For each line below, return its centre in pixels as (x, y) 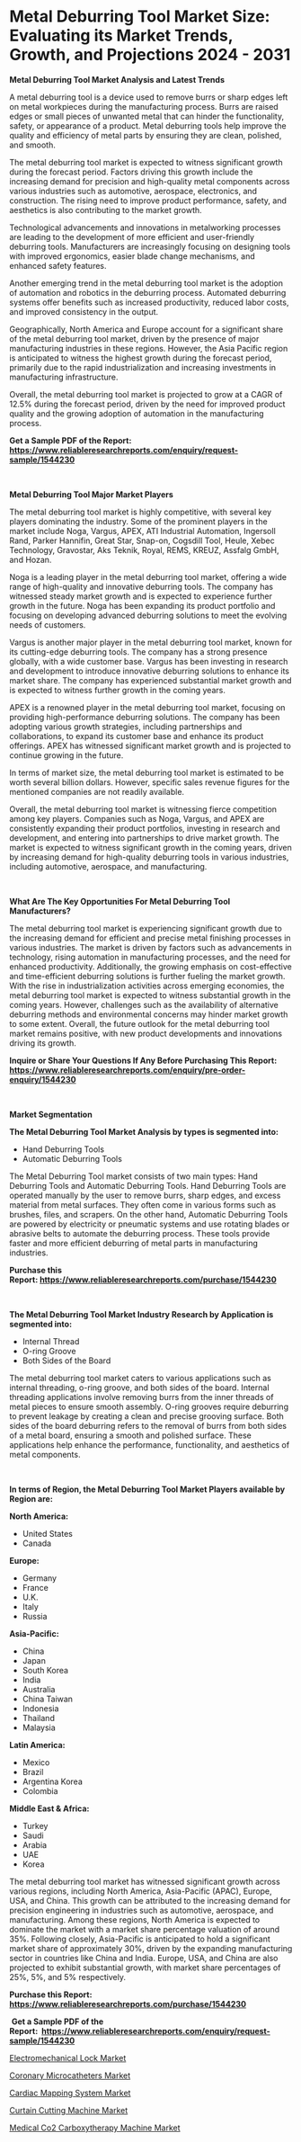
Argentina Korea (52, 1781)
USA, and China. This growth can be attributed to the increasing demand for (150, 1900)
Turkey (35, 1825)
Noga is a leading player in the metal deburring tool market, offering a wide (148, 576)
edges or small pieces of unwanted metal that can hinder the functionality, (147, 116)
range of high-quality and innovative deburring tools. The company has (142, 586)
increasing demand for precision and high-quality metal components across (150, 181)
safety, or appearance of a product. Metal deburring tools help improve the (148, 125)
